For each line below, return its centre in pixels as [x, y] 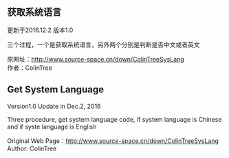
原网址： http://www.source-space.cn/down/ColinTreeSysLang [96, 59]
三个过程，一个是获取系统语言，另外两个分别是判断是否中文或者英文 [103, 44]
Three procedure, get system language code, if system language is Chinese [115, 119]
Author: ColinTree [32, 148]
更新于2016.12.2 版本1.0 [40, 30]
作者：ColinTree [30, 68]
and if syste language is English [52, 127]
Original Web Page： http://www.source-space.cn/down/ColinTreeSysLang [113, 141]
